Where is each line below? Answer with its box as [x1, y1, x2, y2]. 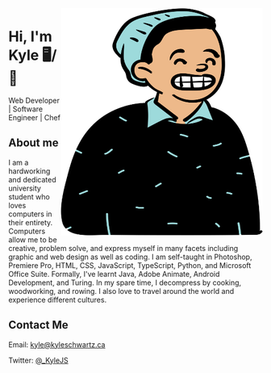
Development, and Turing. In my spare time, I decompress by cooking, [8, 278, 242, 287]
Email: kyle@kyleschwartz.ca [8, 339, 106, 350]
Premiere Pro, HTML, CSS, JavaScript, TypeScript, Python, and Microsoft [8, 260, 252, 270]
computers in [8, 209, 52, 219]
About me [8, 136, 59, 150]
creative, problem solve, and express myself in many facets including [8, 243, 239, 253]
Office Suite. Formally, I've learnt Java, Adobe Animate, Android [8, 269, 220, 279]
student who [8, 191, 50, 201]
